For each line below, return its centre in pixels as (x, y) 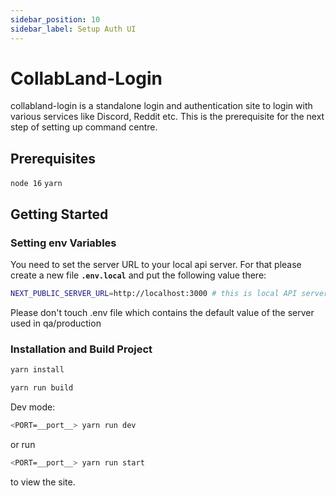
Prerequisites (53, 158)
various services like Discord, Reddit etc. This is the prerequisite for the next (167, 117)
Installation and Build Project (81, 349)
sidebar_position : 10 (55, 19)
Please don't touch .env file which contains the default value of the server (162, 312)
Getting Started (59, 214)
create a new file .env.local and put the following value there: (138, 275)
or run (23, 444)
